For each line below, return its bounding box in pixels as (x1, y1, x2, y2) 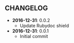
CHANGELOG (5, 4, 48, 12)
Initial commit (19, 33, 48, 39)
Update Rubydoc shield (19, 22, 69, 28)
